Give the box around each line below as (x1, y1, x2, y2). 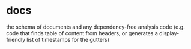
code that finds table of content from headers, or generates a (6, 29, 158, 36)
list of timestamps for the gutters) (26, 36, 110, 43)
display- (159, 29, 180, 36)
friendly (6, 36, 26, 43)
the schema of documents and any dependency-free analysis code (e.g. (6, 23, 185, 30)
